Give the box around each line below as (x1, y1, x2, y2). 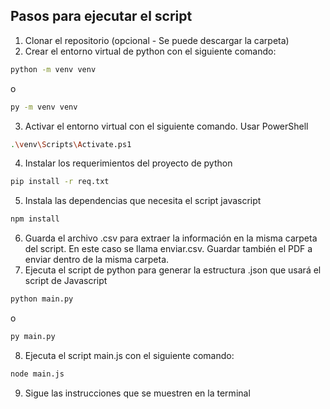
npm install (10, 214, 60, 224)
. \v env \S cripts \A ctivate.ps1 (10, 139, 132, 149)
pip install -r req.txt (10, 177, 110, 187)
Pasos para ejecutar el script (10, 8, 193, 25)
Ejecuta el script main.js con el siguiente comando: (24, 349, 235, 361)
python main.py (10, 294, 74, 304)
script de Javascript (24, 275, 108, 287)
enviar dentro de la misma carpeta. (24, 254, 170, 266)
